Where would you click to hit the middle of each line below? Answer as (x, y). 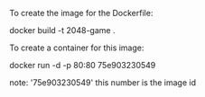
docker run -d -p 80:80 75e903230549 (83, 65)
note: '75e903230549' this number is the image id (103, 83)
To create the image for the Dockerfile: (81, 13)
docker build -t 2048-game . (62, 30)
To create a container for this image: (77, 48)
